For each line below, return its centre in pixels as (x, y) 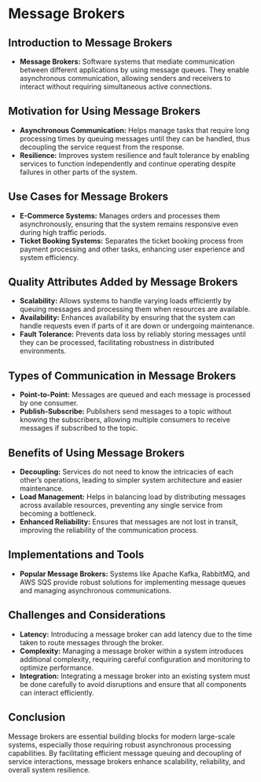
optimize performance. (57, 667)
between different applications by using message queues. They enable (134, 70)
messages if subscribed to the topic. (79, 428)
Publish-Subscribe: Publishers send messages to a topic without (125, 411)
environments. (43, 351)
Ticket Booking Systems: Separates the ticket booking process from (131, 240)
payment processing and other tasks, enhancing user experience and (132, 249)
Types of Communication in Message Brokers (122, 375)
